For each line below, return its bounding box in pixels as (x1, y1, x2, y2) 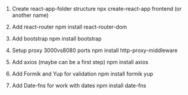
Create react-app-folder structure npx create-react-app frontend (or (11, 5, 182, 12)
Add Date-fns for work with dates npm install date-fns (11, 82, 146, 89)
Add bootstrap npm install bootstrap (11, 35, 102, 42)
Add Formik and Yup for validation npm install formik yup (11, 70, 154, 77)
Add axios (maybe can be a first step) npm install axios (11, 59, 149, 65)
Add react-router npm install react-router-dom (11, 24, 127, 30)
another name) (11, 11, 49, 19)
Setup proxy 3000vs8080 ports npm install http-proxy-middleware (11, 47, 178, 54)
